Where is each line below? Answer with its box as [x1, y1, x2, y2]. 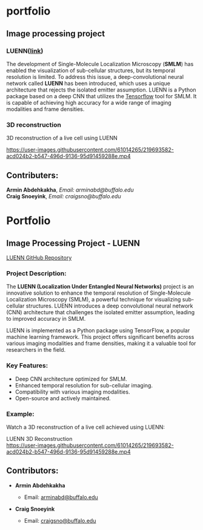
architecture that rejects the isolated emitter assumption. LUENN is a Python [6, 86, 196, 93]
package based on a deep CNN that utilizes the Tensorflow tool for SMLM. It [6, 92, 197, 99]
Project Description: [6, 269, 67, 277]
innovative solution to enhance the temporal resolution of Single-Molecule [6, 289, 191, 297]
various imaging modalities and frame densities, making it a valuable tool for [6, 340, 196, 347]
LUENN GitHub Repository [6, 253, 72, 261]
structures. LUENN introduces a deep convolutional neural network [25, 302, 193, 310]
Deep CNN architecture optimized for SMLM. [15, 375, 127, 383]
